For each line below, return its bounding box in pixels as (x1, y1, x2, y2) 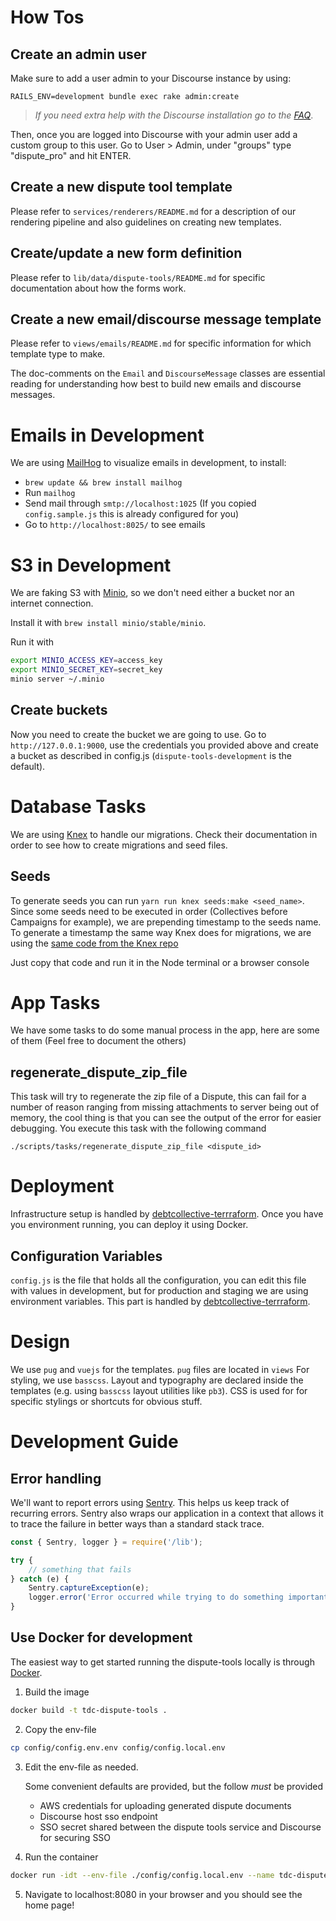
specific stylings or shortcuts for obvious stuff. (10, 1395, 203, 1407)
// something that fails (28, 1564, 132, 1575)
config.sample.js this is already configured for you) (24, 508, 240, 520)
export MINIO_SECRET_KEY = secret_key (10, 665, 163, 675)
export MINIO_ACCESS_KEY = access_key (10, 656, 163, 666)
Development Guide (10, 1431, 179, 1453)
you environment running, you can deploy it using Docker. (10, 1219, 249, 1231)
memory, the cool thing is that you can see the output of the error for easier (10, 1112, 322, 1124)
